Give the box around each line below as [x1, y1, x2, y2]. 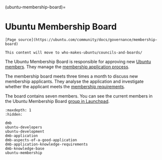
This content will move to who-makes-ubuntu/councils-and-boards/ [5, 50, 143, 55]
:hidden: [5, 112, 23, 117]
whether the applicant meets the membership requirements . [5, 83, 126, 89]
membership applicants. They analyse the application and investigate [5, 78, 144, 84]
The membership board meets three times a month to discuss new [5, 73, 138, 79]
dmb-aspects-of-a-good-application [5, 138, 77, 142]
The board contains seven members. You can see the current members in [5, 93, 153, 99]
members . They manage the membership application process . [5, 63, 130, 70]
